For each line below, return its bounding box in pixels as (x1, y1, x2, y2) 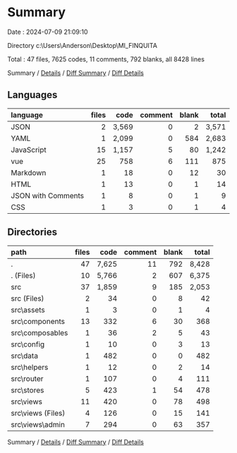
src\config (11, 339, 45, 349)
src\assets (11, 305, 46, 315)
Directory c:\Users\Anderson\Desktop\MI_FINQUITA (7, 41, 157, 49)
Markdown (11, 167, 47, 177)
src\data (11, 351, 39, 361)
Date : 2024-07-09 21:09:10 (7, 28, 88, 36)
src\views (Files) (11, 408, 66, 418)
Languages (7, 89, 58, 101)
